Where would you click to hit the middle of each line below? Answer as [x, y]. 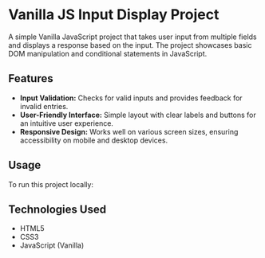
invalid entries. [44, 106]
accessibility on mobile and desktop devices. [94, 140]
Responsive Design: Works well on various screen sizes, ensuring [129, 131]
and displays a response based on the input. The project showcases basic [130, 45]
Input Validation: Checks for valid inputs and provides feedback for [131, 98]
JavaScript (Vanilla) [52, 245]
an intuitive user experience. [67, 123]
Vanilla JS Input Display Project [114, 15]
